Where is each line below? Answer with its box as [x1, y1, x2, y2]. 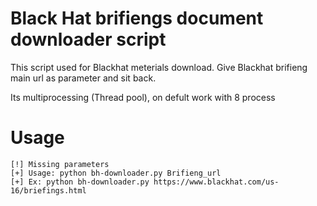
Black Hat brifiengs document [10, 7, 264, 30]
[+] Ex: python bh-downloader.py [10, 177, 150, 187]
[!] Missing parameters [10, 159, 110, 169]
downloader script [10, 28, 167, 51]
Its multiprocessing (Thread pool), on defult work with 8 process [10, 91, 276, 103]
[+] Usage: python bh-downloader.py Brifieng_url [10, 168, 222, 178]
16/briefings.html [10, 185, 87, 196]
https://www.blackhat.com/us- [153, 177, 280, 187]
